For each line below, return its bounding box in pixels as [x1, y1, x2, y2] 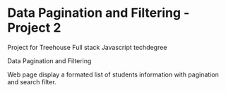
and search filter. [7, 77, 56, 86]
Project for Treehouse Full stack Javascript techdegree [7, 43, 167, 51]
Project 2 [7, 20, 61, 36]
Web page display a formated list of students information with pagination [7, 70, 219, 79]
